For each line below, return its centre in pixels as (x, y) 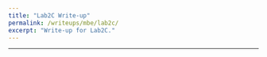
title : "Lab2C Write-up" (49, 15)
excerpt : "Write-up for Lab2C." (62, 30)
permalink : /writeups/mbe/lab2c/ (64, 23)
